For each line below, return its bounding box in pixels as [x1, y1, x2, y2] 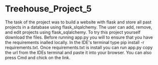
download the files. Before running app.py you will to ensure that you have [5, 34, 153, 40]
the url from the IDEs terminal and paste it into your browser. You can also [5, 49, 152, 55]
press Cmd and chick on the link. [5, 54, 71, 60]
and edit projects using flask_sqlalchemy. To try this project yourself [5, 29, 141, 35]
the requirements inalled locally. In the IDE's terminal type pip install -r [5, 39, 144, 45]
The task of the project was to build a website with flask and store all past [5, 19, 152, 25]
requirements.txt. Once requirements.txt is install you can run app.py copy [5, 44, 153, 50]
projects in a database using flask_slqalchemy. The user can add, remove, [5, 24, 152, 30]
